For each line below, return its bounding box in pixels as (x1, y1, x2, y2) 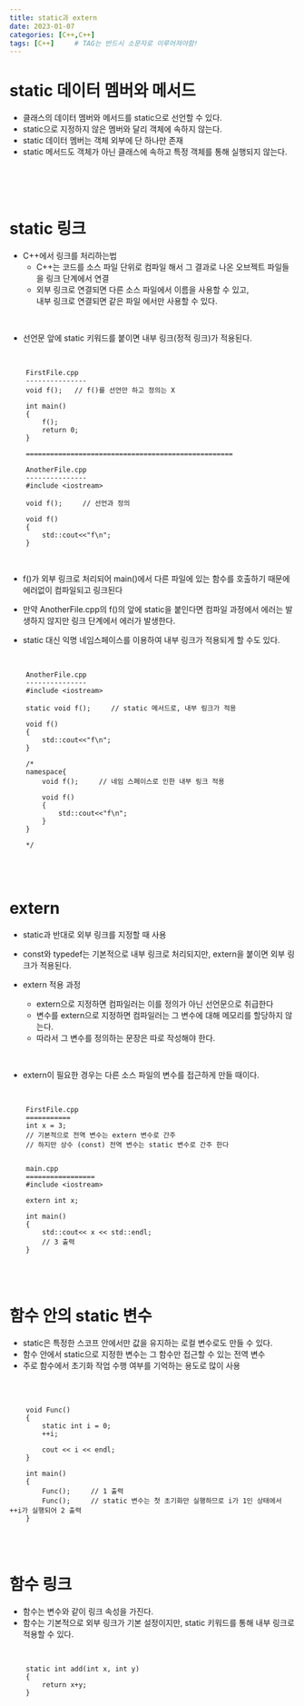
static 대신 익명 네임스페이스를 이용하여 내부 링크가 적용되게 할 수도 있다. (22, 635, 280, 646)
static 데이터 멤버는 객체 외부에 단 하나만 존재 (22, 135, 184, 146)
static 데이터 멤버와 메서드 (9, 81, 197, 101)
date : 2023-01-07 (9, 22, 75, 31)
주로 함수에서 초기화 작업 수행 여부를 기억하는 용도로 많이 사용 (22, 1360, 240, 1371)
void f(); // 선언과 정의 (25, 499, 131, 509)
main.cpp (25, 1165, 59, 1174)
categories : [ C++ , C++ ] (9, 30, 95, 39)
